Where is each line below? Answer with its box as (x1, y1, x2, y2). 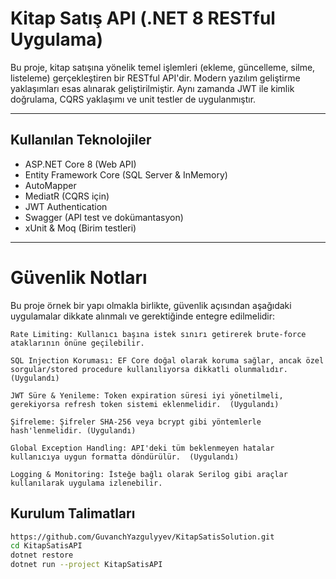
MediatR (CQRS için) (24, 190, 110, 202)
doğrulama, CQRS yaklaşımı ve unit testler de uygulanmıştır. (10, 93, 257, 105)
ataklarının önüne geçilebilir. (10, 338, 145, 348)
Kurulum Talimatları (10, 505, 136, 522)
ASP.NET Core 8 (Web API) (24, 158, 137, 170)
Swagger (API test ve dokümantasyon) (24, 211, 184, 223)
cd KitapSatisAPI (10, 541, 83, 551)
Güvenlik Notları (10, 266, 148, 289)
